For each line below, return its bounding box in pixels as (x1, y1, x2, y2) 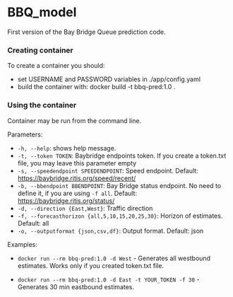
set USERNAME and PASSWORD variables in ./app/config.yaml (17, 75, 201, 83)
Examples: (7, 240, 37, 248)
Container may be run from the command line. (7, 116, 142, 124)
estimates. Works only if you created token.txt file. (17, 261, 165, 269)
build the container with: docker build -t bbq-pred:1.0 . (17, 83, 176, 91)
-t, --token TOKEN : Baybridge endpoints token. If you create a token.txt (17, 151, 227, 160)
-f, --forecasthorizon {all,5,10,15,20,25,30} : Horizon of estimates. (17, 211, 223, 220)
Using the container (7, 100, 77, 110)
